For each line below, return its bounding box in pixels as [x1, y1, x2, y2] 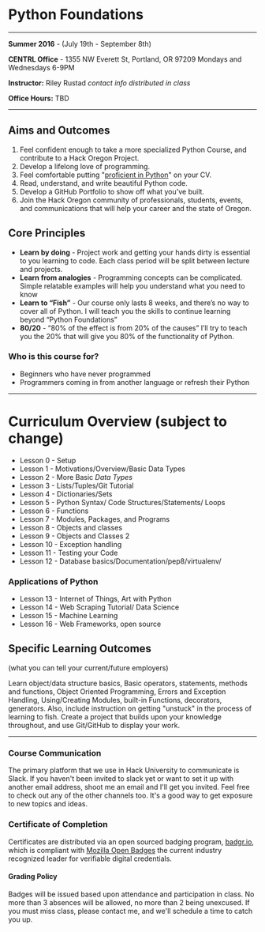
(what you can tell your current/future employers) [8, 662, 169, 673]
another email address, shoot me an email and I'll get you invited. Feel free [8, 783, 250, 792]
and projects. [19, 264, 63, 274]
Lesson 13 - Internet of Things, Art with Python [19, 594, 172, 604]
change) [8, 429, 65, 447]
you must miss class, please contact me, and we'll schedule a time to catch [8, 906, 253, 915]
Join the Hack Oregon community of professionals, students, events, [19, 195, 243, 205]
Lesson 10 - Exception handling [19, 539, 122, 549]
